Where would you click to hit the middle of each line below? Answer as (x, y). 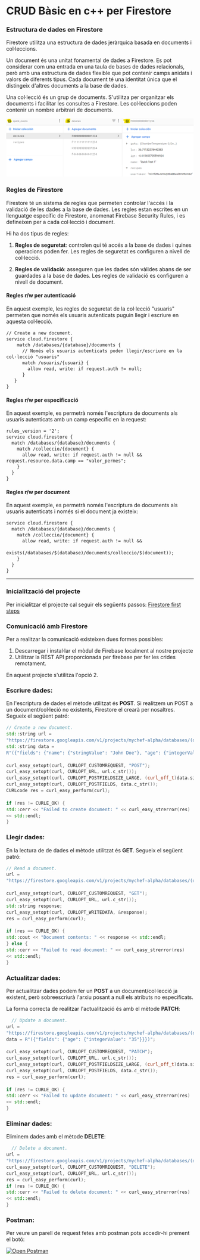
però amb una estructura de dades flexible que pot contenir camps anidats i (99, 73)
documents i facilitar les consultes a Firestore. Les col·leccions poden (92, 104)
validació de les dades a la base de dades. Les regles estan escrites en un (97, 209)
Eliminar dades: (29, 1124)
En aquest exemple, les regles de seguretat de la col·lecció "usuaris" (90, 309)
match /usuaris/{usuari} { (55, 363)
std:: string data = (30, 746)
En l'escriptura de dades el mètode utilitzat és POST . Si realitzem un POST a (100, 703)
